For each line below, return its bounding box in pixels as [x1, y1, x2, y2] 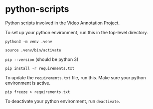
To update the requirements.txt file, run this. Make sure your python [5, 74, 146, 80]
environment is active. [5, 80, 51, 86]
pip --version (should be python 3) [5, 56, 79, 62]
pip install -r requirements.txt [5, 66, 75, 71]
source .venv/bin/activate [5, 48, 61, 53]
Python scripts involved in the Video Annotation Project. [5, 20, 120, 26]
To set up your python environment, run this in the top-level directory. [5, 29, 148, 35]
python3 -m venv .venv [5, 39, 52, 44]
